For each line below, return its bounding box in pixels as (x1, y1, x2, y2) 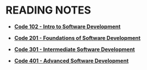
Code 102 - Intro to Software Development (14, 23, 121, 30)
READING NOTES (5, 4, 92, 17)
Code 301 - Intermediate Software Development (14, 45, 135, 53)
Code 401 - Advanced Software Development (14, 57, 129, 64)
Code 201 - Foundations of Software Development (14, 34, 141, 41)
